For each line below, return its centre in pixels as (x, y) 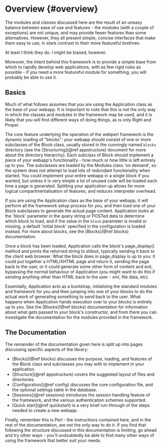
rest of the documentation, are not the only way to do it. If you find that (75, 425)
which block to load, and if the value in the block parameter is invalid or (76, 221)
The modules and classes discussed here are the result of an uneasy (74, 22)
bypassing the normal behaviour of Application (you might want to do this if (80, 272)
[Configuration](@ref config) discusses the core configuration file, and (82, 384)
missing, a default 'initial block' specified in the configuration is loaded (75, 226)
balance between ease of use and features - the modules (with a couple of (79, 27)
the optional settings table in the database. (55, 390)
